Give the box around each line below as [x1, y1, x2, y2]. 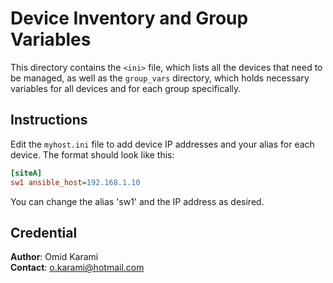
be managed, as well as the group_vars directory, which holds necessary [10, 72, 310, 84]
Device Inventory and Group [10, 7, 249, 30]
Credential [10, 224, 78, 241]
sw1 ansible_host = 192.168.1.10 [10, 177, 141, 187]
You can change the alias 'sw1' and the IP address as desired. [10, 195, 265, 207]
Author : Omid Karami [10, 251, 99, 263]
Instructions [10, 112, 88, 129]
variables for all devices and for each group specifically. [10, 82, 242, 94]
